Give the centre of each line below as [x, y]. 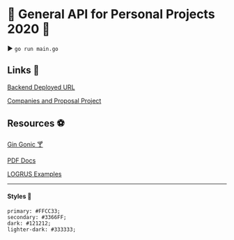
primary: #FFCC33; [34, 211]
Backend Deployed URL [41, 87]
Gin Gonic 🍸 [25, 144]
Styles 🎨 [19, 196]
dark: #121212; [29, 223]
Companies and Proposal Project [54, 100]
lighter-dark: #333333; [42, 230]
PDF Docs [22, 160]
